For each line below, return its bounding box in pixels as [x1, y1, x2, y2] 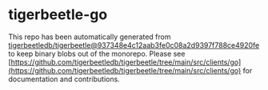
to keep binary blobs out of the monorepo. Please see [8, 49, 186, 58]
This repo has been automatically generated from [8, 32, 171, 41]
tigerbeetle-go [8, 6, 108, 24]
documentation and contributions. [8, 74, 120, 84]
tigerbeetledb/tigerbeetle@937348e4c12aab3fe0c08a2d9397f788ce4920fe [8, 40, 260, 49]
